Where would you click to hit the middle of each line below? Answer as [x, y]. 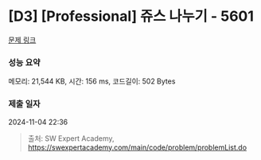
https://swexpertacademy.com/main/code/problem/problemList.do [137, 147]
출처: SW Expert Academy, [71, 138]
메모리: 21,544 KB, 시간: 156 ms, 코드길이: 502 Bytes [92, 81]
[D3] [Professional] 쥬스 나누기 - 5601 [131, 16]
